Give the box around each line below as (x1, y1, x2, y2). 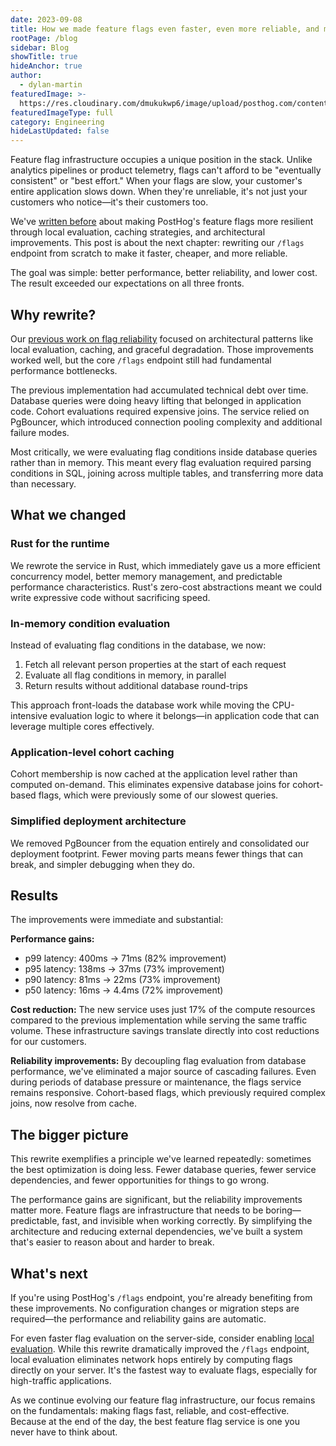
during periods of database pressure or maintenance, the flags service (10, 1076, 302, 1088)
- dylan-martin (19, 80, 83, 90)
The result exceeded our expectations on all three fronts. (10, 277, 245, 290)
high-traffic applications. (10, 1374, 112, 1386)
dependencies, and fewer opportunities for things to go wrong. (10, 1174, 270, 1186)
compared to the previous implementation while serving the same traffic (10, 1014, 308, 1026)
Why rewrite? (10, 306, 97, 323)
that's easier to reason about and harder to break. (10, 1236, 215, 1248)
